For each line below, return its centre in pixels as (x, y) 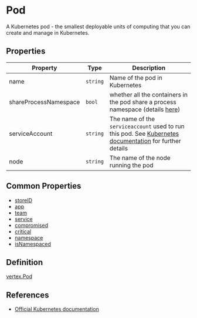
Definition (24, 262)
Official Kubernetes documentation (57, 309)
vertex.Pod (19, 276)
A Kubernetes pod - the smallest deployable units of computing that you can (98, 26)
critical (23, 231)
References (28, 295)
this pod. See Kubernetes (144, 133)
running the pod (131, 165)
